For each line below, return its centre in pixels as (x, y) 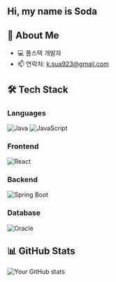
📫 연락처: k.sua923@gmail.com (63, 64)
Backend (23, 180)
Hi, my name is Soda (52, 12)
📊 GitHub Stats (41, 251)
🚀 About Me (33, 35)
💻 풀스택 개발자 (39, 53)
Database (24, 213)
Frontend (23, 146)
